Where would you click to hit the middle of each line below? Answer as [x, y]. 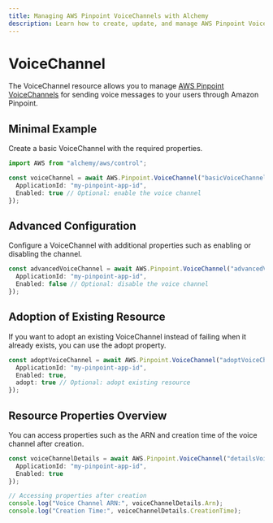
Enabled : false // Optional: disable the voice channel [112, 284]
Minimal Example [53, 129]
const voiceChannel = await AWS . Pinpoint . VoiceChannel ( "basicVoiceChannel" [139, 178]
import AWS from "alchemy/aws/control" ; [78, 163]
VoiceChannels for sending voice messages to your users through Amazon [134, 95]
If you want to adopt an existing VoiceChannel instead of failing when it [127, 336]
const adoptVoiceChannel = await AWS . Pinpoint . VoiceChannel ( [114, 360]
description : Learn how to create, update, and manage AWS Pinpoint [127, 24]
